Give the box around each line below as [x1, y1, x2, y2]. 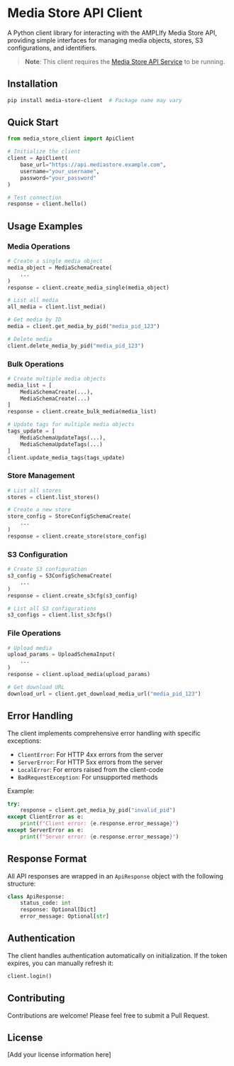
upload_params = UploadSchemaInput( [7, 651, 116, 658]
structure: [7, 879, 36, 888]
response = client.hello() [7, 200, 87, 207]
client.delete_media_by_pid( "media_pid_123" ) [7, 342, 144, 349]
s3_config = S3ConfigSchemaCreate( [7, 572, 113, 580]
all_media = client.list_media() [7, 303, 106, 310]
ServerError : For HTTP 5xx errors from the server [17, 758, 163, 766]
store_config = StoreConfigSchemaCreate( [7, 513, 132, 520]
